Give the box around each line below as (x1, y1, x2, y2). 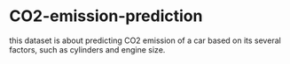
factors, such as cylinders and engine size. (9, 44, 166, 54)
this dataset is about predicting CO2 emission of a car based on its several (9, 35, 281, 46)
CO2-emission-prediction (9, 6, 203, 26)
